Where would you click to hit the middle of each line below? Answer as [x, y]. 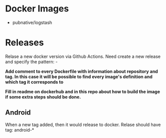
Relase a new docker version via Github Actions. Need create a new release [83, 56]
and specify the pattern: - [32, 62]
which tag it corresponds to [34, 82]
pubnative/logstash [32, 22]
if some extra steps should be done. [43, 97]
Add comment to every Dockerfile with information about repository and [82, 71]
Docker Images [37, 9]
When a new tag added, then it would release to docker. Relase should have [83, 125]
